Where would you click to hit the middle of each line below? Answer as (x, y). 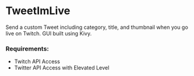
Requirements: (27, 48)
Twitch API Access (37, 62)
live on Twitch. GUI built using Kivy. (49, 33)
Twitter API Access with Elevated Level (62, 68)
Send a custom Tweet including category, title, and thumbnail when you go (97, 27)
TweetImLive (38, 11)
